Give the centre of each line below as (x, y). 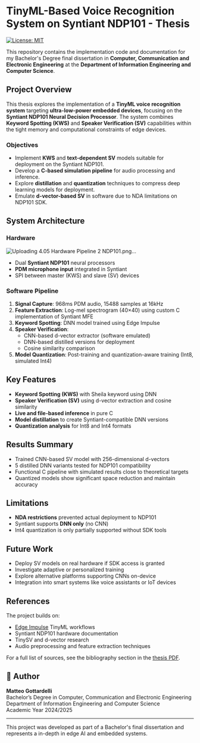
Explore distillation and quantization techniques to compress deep (97, 183)
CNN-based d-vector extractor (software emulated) (87, 336)
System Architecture (46, 221)
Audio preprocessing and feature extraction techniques (82, 646)
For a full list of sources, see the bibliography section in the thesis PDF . (93, 658)
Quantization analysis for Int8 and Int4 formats (73, 426)
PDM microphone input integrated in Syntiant (71, 269)
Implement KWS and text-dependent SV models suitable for (89, 158)
